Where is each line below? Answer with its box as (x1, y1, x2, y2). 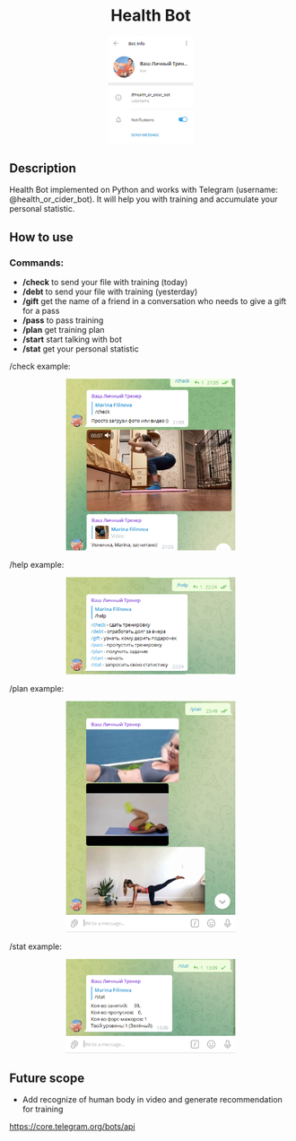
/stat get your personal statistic (22, 344, 139, 354)
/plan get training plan (22, 325, 105, 335)
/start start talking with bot (22, 334, 123, 345)
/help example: (9, 560, 65, 570)
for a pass (22, 306, 60, 317)
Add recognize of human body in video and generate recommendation (22, 1094, 283, 1105)
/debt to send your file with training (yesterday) (22, 286, 198, 297)
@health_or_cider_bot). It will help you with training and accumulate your (9, 194, 278, 205)
